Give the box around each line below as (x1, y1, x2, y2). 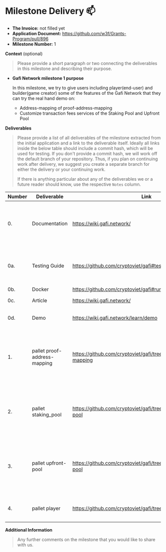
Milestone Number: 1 (12, 41, 56, 47)
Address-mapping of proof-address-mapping (19, 105, 113, 111)
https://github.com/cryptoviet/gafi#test (72, 262, 163, 269)
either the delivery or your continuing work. (17, 166, 106, 172)
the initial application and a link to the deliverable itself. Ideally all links (17, 140, 160, 146)
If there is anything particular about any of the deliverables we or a (17, 176, 153, 182)
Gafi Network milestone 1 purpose (12, 75, 84, 81)
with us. (17, 542, 34, 548)
